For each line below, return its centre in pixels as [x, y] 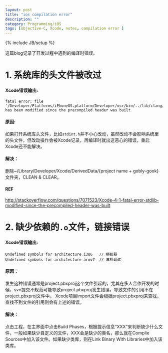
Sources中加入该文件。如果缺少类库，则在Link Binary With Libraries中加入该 [84, 339]
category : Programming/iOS [33, 24]
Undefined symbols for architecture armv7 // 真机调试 [63, 259]
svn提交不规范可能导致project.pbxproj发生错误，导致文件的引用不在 [83, 289]
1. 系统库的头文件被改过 [53, 75]
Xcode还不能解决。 [25, 146]
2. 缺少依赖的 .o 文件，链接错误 [67, 227]
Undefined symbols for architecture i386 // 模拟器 [61, 254]
